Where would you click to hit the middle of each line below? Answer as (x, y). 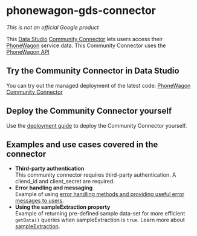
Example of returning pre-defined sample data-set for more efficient (100, 214)
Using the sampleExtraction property (63, 207)
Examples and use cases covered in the (82, 144)
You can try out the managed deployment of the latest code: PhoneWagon (98, 85)
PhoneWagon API (28, 51)
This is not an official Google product (53, 27)
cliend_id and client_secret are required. (65, 182)
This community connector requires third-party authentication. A (95, 175)
